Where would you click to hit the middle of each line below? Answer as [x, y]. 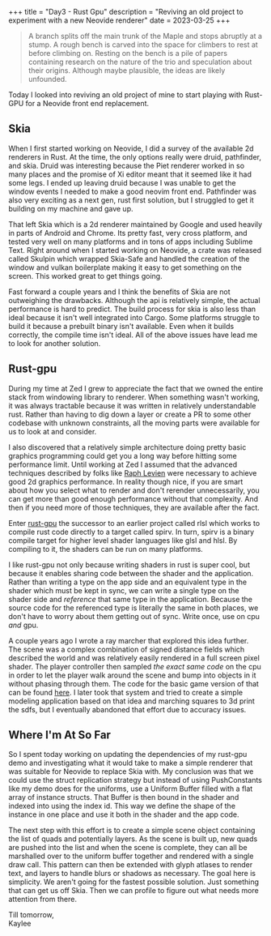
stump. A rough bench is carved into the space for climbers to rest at [143, 45]
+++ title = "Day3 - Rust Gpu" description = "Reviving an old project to [126, 12]
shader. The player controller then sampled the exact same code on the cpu [135, 666]
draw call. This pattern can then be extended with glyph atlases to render [131, 865]
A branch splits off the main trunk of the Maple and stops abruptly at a [145, 36]
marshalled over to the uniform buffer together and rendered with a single [131, 856]
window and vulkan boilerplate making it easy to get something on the [125, 267]
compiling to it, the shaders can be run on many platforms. [106, 549]
